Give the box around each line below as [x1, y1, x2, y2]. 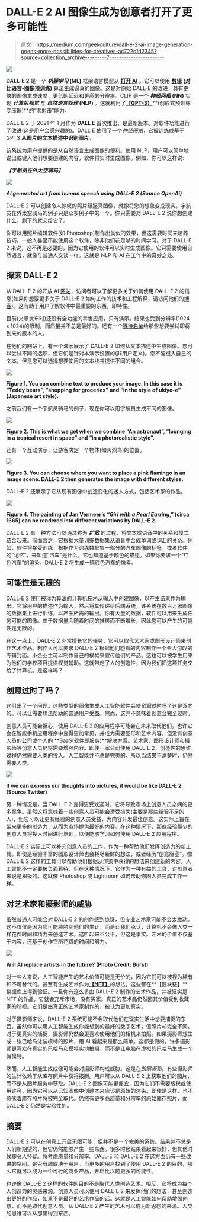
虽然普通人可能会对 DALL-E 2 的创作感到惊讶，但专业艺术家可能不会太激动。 [6, 916, 193, 923]
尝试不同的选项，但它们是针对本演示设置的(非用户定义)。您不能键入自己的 [11, 349, 192, 357]
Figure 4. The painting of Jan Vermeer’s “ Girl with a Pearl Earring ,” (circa [6, 511, 190, 518]
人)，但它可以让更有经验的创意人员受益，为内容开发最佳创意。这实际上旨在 [6, 816, 190, 823]
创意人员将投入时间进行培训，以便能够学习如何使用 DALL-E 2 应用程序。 [6, 830, 182, 838]
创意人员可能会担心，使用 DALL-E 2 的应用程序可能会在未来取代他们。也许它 [6, 722, 193, 729]
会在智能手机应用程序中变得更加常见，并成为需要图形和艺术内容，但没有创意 [6, 730, 193, 737]
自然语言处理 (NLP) [46, 99, 94, 107]
